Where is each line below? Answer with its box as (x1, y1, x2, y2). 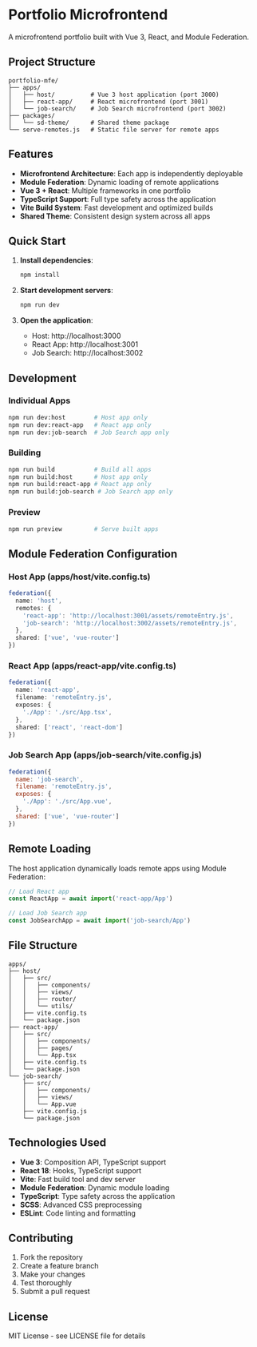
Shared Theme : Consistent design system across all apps (19, 211, 211, 221)
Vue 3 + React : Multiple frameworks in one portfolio (19, 186, 192, 195)
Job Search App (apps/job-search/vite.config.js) (8, 750, 202, 761)
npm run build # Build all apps (8, 465, 152, 473)
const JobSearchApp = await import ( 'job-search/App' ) (8, 917, 192, 925)
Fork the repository (19, 1253, 84, 1262)
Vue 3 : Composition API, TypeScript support (19, 1157, 167, 1167)
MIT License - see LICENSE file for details (8, 1331, 146, 1341)
